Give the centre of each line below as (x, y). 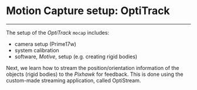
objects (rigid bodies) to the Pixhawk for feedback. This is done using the (95, 74)
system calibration (37, 50)
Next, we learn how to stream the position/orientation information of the (93, 68)
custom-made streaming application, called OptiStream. (74, 80)
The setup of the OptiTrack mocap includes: (58, 32)
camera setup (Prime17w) (45, 44)
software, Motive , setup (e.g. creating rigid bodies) (76, 56)
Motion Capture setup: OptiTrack (88, 11)
